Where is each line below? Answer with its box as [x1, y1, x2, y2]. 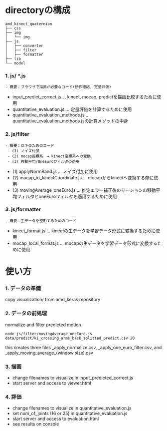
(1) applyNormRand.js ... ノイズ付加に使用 [12, 168, 98, 174]
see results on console [12, 421, 59, 427]
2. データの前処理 [5, 310, 47, 317]
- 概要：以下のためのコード [5, 143, 55, 148]
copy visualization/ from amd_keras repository [5, 297, 101, 303]
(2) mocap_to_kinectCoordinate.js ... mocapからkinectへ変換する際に [12, 174, 154, 180]
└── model [5, 60, 26, 65]
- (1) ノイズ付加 [7, 148, 40, 153]
